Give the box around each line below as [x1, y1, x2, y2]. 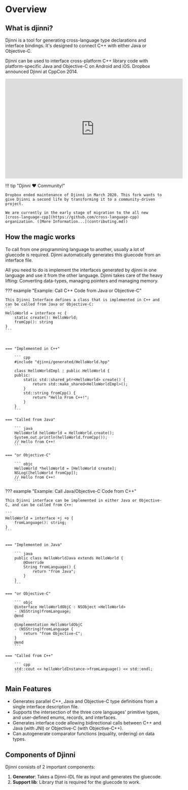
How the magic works [5, 233, 76, 241]
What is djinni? [5, 24, 53, 32]
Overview [5, 4, 47, 15]
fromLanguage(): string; [14, 520, 67, 525]
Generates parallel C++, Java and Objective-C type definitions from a [12, 698, 158, 704]
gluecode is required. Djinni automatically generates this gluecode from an [5, 252, 161, 258]
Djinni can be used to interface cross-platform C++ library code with [5, 58, 148, 64]
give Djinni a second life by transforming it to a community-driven [5, 197, 156, 202]
